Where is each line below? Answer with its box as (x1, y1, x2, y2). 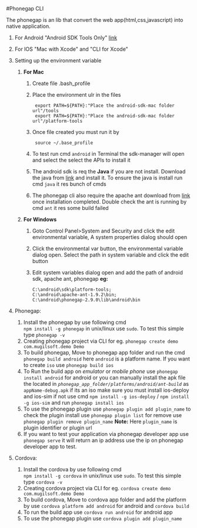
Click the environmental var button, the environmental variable (32, 245, 183, 252)
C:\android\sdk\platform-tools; (32, 287, 112, 293)
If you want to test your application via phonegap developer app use (23, 431, 189, 437)
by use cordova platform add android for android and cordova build (23, 503, 189, 509)
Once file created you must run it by (32, 129, 119, 135)
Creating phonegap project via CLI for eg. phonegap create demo (23, 337, 178, 345)
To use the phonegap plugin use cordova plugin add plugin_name (23, 515, 182, 522)
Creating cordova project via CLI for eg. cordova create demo (23, 485, 171, 491)
